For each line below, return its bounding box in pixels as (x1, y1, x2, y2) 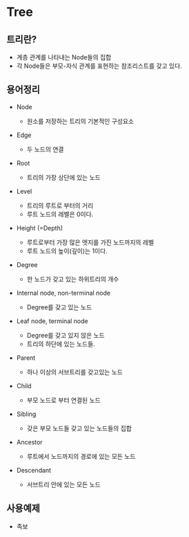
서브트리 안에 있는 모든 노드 (26, 480, 101, 489)
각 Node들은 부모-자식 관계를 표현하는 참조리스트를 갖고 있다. (16, 62, 182, 70)
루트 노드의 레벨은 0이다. (26, 210, 94, 218)
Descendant (16, 466, 52, 474)
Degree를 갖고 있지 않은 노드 (26, 331, 105, 339)
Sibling (16, 410, 37, 418)
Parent (16, 354, 36, 362)
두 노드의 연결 (26, 145, 64, 153)
